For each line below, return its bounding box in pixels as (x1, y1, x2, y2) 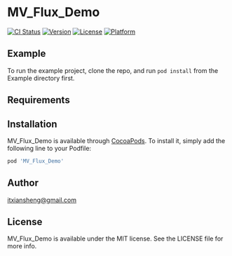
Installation (7, 118, 57, 130)
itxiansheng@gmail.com (7, 196, 77, 204)
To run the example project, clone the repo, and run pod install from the (7, 66, 219, 74)
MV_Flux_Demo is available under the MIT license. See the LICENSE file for (7, 234, 224, 243)
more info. (7, 242, 37, 250)
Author (7, 177, 39, 189)
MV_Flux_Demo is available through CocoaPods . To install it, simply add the (7, 136, 226, 144)
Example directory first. (7, 74, 75, 82)
